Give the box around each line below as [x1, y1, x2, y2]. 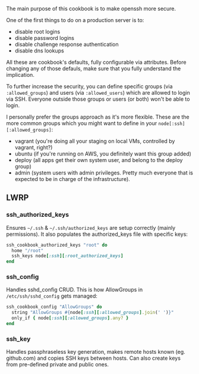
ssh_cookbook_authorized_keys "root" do [6, 242, 108, 248]
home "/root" [11, 247, 44, 254]
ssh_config [6, 273, 39, 281]
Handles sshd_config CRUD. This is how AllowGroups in [6, 286, 143, 294]
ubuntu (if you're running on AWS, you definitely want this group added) [14, 150, 192, 157]
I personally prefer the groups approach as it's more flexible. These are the [6, 113, 190, 120]
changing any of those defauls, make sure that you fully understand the [6, 65, 181, 72]
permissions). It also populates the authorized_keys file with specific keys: [6, 230, 188, 238]
